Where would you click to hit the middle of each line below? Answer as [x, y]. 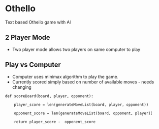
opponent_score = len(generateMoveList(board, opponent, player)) [83, 113]
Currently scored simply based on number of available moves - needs [83, 82]
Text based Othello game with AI [38, 22]
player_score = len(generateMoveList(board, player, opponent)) [81, 104]
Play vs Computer [33, 65]
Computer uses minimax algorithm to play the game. [65, 77]
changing [22, 87]
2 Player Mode [28, 38]
